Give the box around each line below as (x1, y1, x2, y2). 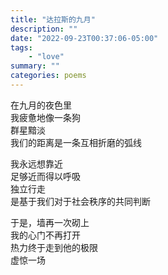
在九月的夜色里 (10, 99, 72, 111)
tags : (10, 42, 33, 53)
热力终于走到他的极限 (10, 241, 98, 253)
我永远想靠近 (10, 157, 63, 170)
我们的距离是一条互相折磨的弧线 (10, 136, 142, 148)
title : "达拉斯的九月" (10, 14, 96, 25)
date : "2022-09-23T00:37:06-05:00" (10, 33, 159, 43)
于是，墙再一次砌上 (10, 216, 90, 228)
